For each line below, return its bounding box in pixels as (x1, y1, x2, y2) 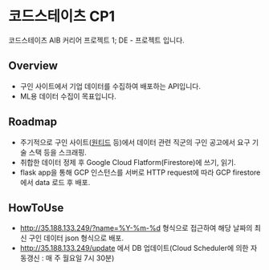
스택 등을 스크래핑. (28, 147, 87, 157)
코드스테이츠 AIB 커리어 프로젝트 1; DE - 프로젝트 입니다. (8, 35, 185, 45)
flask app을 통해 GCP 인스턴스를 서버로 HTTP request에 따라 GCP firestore (19, 167, 261, 177)
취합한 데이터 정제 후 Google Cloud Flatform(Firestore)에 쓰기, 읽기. (19, 157, 236, 167)
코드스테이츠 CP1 (8, 7, 116, 26)
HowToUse (8, 201, 64, 215)
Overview (8, 59, 59, 73)
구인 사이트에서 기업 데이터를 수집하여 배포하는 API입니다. (19, 81, 201, 91)
